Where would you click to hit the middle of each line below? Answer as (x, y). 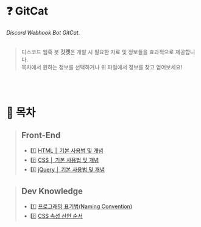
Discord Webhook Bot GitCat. (43, 32)
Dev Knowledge (52, 191)
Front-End (41, 135)
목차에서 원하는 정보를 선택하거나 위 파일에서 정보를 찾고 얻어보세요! (102, 68)
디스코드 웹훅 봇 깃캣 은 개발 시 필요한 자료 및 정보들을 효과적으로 (97, 52)
